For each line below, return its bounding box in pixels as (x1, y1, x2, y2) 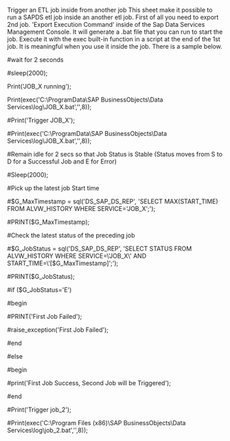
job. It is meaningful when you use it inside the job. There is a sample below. (7, 43, 223, 50)
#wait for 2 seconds (7, 56, 64, 64)
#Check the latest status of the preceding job (7, 231, 135, 239)
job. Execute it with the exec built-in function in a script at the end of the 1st (7, 35, 221, 43)
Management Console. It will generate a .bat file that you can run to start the (7, 27, 223, 36)
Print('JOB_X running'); (7, 82, 72, 90)
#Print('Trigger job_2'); (7, 405, 72, 414)
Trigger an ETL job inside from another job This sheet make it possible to (7, 6, 213, 14)
